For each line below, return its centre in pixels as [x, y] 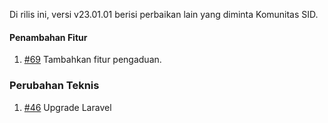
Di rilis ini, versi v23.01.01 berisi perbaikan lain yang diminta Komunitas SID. [164, 14]
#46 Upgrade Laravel [67, 107]
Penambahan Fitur [48, 37]
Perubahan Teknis [54, 86]
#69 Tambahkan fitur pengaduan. [92, 60]
